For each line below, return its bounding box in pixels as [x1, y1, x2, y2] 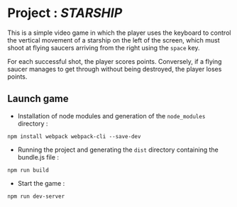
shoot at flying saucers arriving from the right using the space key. [7, 43, 200, 52]
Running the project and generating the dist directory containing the [17, 145, 219, 154]
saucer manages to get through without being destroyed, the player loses [7, 65, 222, 73]
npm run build [7, 167, 50, 174]
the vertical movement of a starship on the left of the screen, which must [7, 35, 220, 44]
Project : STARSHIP [7, 5, 123, 21]
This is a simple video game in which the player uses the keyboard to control [7, 28, 231, 37]
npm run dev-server [7, 193, 65, 200]
